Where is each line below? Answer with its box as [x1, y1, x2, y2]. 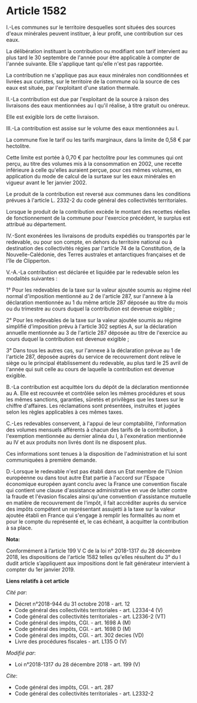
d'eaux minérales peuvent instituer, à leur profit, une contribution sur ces [6, 30, 183, 37]
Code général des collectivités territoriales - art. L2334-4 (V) [14, 606, 163, 613]
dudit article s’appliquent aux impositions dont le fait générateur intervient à [6, 560, 190, 567]
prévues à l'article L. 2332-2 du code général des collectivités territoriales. [6, 197, 188, 204]
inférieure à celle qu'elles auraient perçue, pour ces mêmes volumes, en [6, 166, 182, 174]
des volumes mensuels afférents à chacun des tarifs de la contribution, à [6, 426, 183, 433]
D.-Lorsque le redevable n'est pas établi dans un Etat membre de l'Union [6, 467, 183, 475]
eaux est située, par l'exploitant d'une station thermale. [6, 84, 140, 91]
